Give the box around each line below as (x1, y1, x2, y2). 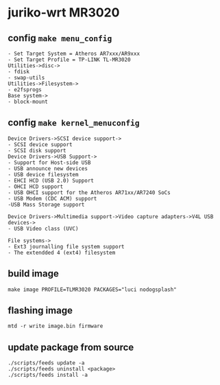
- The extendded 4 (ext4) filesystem (8, 249, 116, 256)
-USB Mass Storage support (8, 201, 85, 208)
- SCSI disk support (8, 147, 67, 154)
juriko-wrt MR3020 (8, 5, 120, 21)
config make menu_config (8, 32, 112, 44)
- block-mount (8, 98, 49, 105)
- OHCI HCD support (8, 183, 64, 190)
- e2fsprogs (8, 86, 42, 93)
